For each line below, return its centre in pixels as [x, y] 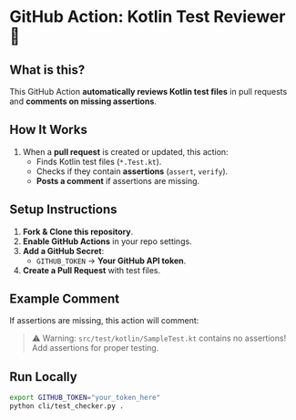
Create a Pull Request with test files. [92, 270]
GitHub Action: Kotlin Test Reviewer [148, 17]
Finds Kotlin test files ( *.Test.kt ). [99, 161]
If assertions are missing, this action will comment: [104, 321]
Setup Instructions [63, 210]
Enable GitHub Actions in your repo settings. [107, 241]
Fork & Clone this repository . [78, 231]
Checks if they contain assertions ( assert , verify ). [132, 171]
